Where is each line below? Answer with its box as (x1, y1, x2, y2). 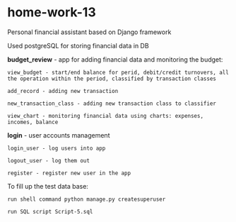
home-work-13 (7, 4, 97, 21)
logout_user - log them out (7, 157, 90, 164)
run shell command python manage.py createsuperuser (7, 196, 166, 203)
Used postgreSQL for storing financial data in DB (7, 41, 150, 50)
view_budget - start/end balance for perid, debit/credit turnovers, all (7, 69, 230, 76)
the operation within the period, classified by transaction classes (7, 75, 217, 82)
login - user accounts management (7, 131, 110, 139)
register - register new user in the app (7, 170, 131, 177)
